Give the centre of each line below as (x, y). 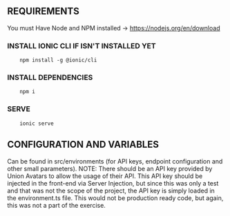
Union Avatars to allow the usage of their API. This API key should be (105, 176)
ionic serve (37, 124)
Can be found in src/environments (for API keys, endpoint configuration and (115, 161)
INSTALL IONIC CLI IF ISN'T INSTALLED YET (82, 46)
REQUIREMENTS (43, 11)
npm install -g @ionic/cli (58, 60)
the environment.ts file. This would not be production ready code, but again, (115, 198)
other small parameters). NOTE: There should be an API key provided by (110, 168)
